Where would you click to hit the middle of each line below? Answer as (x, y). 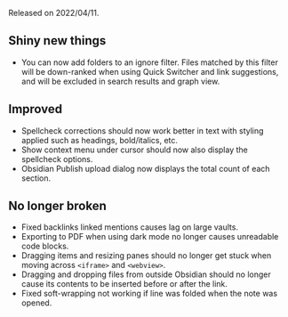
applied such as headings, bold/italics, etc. (100, 140)
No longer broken (58, 206)
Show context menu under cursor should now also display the (134, 150)
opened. (36, 303)
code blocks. (45, 246)
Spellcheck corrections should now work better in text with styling (142, 130)
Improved (36, 109)
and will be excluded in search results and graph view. (120, 81)
